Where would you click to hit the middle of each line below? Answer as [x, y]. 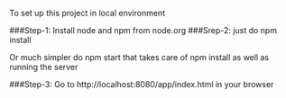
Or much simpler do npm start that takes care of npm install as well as [139, 57]
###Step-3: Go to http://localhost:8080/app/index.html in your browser [142, 84]
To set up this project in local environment [87, 13]
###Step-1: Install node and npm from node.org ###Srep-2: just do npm [143, 30]
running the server [44, 67]
